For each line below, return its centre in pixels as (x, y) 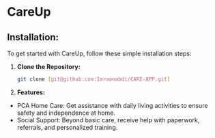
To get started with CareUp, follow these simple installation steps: (99, 53)
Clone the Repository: (48, 67)
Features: (31, 92)
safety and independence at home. (66, 113)
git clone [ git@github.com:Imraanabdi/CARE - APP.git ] (94, 79)
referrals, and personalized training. (67, 127)
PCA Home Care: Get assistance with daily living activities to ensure (112, 105)
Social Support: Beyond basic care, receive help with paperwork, (108, 120)
